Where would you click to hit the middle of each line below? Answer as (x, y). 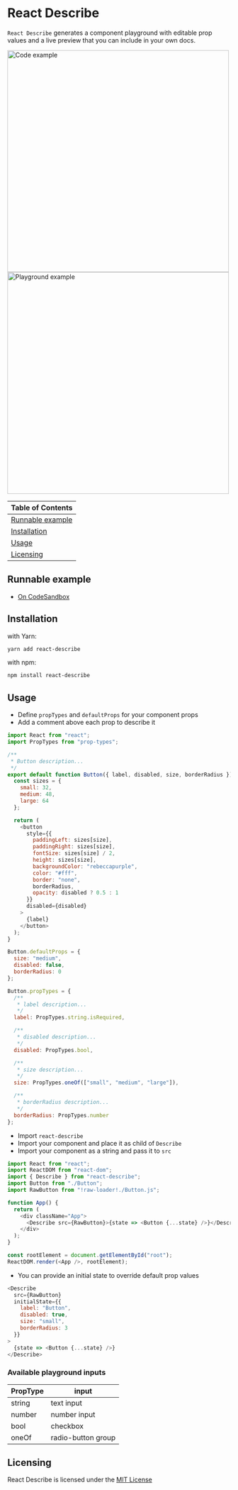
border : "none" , (57, 880)
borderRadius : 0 (38, 972)
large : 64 (35, 801)
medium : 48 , (38, 794)
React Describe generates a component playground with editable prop (110, 33)
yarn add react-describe (44, 649)
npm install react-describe (49, 676)
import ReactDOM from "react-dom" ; (60, 1170)
